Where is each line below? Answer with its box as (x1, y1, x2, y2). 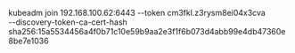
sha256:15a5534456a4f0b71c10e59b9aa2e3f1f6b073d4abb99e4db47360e (8, 26, 286, 36)
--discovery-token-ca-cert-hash (8, 17, 128, 27)
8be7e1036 (8, 35, 50, 46)
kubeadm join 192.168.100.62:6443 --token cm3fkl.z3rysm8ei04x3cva (8, 8, 266, 18)
